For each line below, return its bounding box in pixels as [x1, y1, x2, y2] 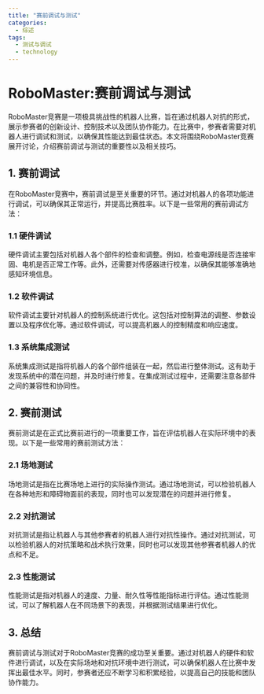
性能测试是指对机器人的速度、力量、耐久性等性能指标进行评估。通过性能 [8, 591, 242, 600]
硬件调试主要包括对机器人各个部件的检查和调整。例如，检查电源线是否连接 [8, 249, 249, 260]
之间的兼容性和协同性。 [8, 381, 84, 390]
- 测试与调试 [15, 41, 53, 49]
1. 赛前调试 [8, 167, 60, 180]
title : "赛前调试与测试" [8, 11, 81, 20]
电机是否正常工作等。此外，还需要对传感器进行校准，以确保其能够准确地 [21, 260, 256, 269]
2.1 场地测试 [8, 460, 53, 471]
